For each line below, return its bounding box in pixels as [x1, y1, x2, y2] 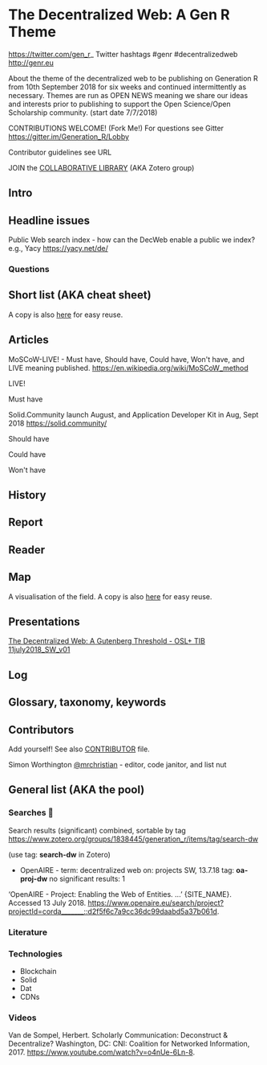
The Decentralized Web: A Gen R [8, 6, 230, 24]
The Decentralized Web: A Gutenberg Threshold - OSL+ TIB [8, 636, 206, 646]
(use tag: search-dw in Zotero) [8, 849, 111, 859]
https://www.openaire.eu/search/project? [87, 898, 225, 907]
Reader [8, 543, 46, 557]
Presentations [8, 615, 80, 629]
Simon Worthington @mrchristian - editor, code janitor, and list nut [8, 760, 227, 770]
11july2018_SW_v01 [8, 645, 71, 655]
